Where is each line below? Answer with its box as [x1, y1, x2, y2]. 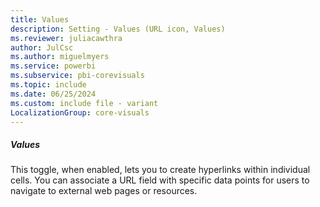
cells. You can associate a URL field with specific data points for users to [10, 174, 310, 186]
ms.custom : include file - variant [10, 98, 159, 108]
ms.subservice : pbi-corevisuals [10, 71, 145, 81]
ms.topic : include [10, 80, 87, 90]
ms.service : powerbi [10, 61, 97, 71]
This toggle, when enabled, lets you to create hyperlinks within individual [10, 164, 311, 176]
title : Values [10, 14, 70, 25]
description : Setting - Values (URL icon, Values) [10, 24, 226, 34]
